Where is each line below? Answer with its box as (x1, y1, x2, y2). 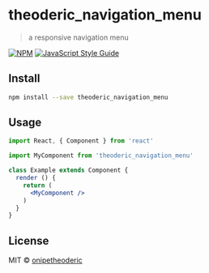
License (8, 233, 49, 248)
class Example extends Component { (8, 166, 129, 175)
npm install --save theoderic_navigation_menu (8, 93, 168, 101)
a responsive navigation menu (28, 32, 130, 42)
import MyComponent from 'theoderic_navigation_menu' (8, 151, 194, 160)
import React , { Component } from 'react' (8, 137, 154, 145)
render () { (15, 174, 57, 182)
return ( (23, 181, 53, 190)
